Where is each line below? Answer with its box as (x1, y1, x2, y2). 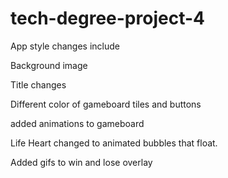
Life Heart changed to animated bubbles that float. (10, 137, 218, 149)
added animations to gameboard (10, 117, 145, 129)
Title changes (10, 78, 67, 91)
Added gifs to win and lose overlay (10, 156, 153, 168)
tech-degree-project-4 (10, 7, 205, 30)
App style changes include (10, 40, 120, 52)
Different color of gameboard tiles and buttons (10, 98, 202, 110)
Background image (10, 59, 88, 71)
